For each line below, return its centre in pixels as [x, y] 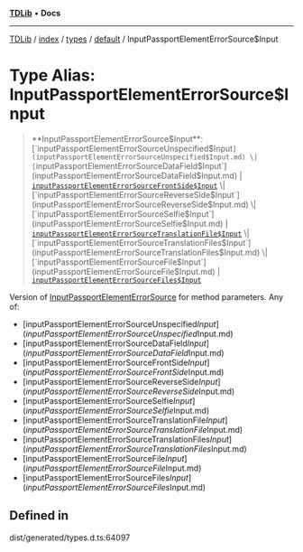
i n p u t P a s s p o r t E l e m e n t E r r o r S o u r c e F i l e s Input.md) [115, 487]
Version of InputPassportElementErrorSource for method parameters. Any [147, 296]
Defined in [39, 515]
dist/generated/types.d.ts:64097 [70, 538]
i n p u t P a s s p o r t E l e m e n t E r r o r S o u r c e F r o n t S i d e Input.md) [125, 372]
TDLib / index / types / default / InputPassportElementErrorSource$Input [144, 39]
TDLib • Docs [35, 13]
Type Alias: [53, 75]
